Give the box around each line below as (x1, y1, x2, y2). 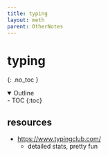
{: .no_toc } (7, 75, 39, 84)
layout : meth (7, 17, 45, 24)
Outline (13, 89, 35, 98)
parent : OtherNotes (7, 23, 64, 30)
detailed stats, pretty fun (27, 142, 98, 151)
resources (7, 116, 52, 128)
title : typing (7, 10, 48, 17)
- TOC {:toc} (7, 96, 43, 104)
